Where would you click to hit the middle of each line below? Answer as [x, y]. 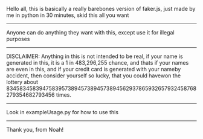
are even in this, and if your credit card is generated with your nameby [94, 69]
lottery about [22, 82]
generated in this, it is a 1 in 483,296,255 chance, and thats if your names [98, 63]
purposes [18, 39]
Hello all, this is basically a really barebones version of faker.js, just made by [101, 9]
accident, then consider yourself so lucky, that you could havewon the [94, 76]
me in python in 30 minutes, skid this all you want [68, 15]
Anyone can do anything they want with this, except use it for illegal [90, 32]
